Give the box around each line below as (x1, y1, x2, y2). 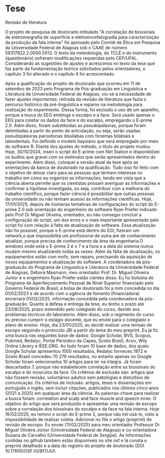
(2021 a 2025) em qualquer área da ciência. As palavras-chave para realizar (5, 390, 160, 396)
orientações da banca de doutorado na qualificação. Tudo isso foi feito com (5, 164, 159, 170)
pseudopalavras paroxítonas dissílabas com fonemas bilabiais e (5, 133, 134, 139)
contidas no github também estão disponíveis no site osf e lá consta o (5, 437, 147, 443)
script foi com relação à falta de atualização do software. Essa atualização (5, 222, 156, 228)
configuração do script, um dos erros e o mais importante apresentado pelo (5, 217, 159, 223)
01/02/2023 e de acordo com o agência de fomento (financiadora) (5, 290, 140, 296)
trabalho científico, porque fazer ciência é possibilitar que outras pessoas (5, 191, 155, 197)
